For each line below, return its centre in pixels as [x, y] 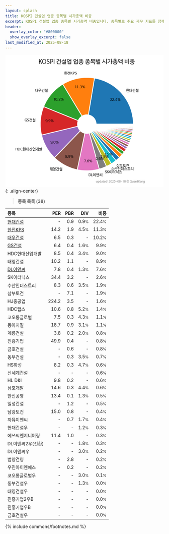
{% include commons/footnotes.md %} [46, 526]
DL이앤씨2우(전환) [26, 443]
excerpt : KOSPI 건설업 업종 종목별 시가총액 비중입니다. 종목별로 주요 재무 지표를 [80, 21]
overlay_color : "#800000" [37, 32]
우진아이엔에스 [22, 467]
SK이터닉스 [18, 277]
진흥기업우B [19, 507]
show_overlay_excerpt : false [40, 37]
